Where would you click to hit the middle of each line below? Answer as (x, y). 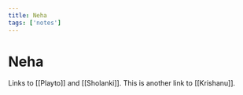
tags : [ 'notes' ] (35, 23)
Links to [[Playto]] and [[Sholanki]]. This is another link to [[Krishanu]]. (122, 83)
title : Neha (28, 15)
